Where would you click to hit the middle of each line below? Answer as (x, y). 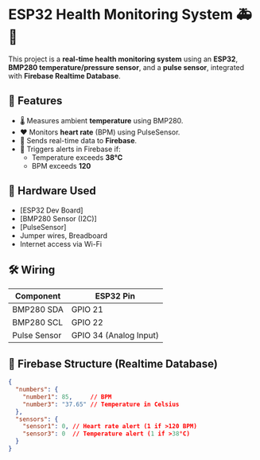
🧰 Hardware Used (52, 191)
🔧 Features (35, 101)
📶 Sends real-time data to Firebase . (78, 140)
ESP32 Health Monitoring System (120, 15)
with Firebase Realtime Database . (64, 76)
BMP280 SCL (38, 322)
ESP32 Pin (115, 296)
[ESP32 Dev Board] (51, 210)
